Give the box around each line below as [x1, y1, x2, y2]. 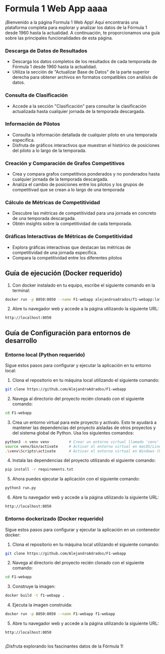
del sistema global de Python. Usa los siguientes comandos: [12, 430, 134, 436]
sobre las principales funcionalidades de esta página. [5, 35, 113, 41]
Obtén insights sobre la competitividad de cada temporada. [12, 220, 133, 227]
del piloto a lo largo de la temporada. [12, 147, 87, 153]
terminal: [12, 287, 30, 293]
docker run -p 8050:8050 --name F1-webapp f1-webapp [5, 612, 115, 617]
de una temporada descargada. [12, 216, 76, 221]
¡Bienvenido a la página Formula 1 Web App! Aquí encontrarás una [5, 19, 138, 25]
